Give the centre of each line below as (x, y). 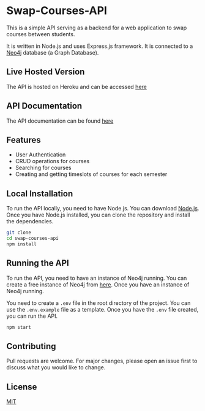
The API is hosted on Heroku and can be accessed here (76, 86)
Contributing (31, 346)
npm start (19, 327)
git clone (19, 233)
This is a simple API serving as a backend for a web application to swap (97, 28)
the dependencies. (30, 221)
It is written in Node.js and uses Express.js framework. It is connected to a (100, 46)
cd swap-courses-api (33, 239)
